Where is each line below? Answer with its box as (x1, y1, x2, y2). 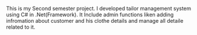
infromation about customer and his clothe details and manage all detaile (6, 17, 183, 24)
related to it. (6, 23, 35, 30)
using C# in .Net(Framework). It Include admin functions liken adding (6, 11, 174, 18)
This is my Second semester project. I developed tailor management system (6, 5, 191, 12)
